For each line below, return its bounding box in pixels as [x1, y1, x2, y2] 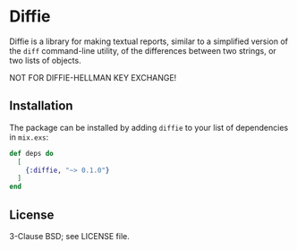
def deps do [9, 149, 54, 158]
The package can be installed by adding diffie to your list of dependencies [9, 122, 289, 133]
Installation [9, 99, 73, 114]
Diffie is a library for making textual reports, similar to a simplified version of [9, 36, 289, 47]
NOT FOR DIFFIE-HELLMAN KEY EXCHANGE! [9, 72, 177, 82]
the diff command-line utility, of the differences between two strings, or [9, 45, 277, 56]
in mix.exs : [9, 132, 49, 142]
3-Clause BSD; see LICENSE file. [9, 230, 130, 241]
